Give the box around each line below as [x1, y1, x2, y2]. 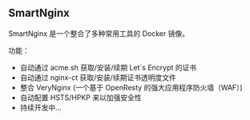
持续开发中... [19, 102, 62, 112]
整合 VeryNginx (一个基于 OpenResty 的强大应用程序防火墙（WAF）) [19, 82, 243, 92]
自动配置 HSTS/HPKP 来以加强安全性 [19, 92, 142, 102]
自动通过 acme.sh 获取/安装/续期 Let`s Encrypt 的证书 [19, 62, 197, 72]
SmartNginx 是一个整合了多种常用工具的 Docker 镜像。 [8, 28, 190, 38]
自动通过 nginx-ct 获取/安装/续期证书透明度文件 [19, 72, 176, 82]
